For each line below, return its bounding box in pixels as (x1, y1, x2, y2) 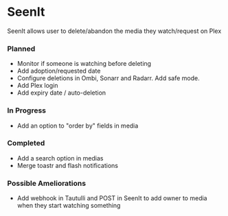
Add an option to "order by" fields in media (16, 121, 139, 130)
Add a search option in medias (16, 154, 104, 162)
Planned (7, 44, 36, 53)
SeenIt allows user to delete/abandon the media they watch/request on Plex (7, 27, 222, 35)
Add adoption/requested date (16, 67, 101, 75)
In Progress (7, 106, 47, 115)
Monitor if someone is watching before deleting (16, 60, 152, 68)
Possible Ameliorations (7, 178, 87, 188)
